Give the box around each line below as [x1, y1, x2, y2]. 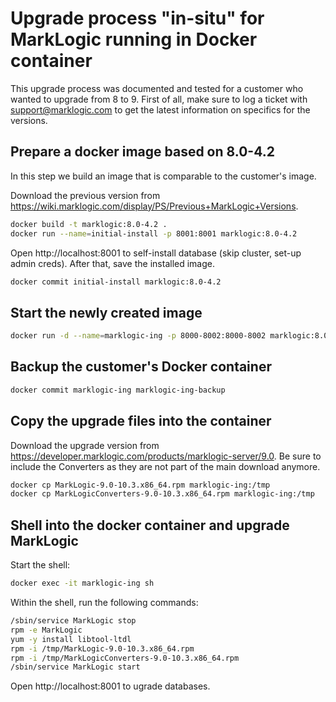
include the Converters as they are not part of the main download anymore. [10, 460, 321, 472]
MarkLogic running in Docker [10, 28, 258, 51]
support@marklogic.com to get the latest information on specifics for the [10, 103, 311, 116]
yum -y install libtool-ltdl [10, 634, 132, 644]
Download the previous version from [10, 189, 161, 201]
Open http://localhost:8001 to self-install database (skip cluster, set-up [10, 247, 302, 259]
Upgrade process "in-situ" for [10, 7, 265, 30]
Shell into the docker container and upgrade [10, 517, 290, 534]
